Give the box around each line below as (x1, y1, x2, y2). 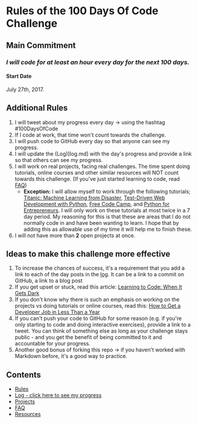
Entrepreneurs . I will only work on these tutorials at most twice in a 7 (23, 206, 190, 214)
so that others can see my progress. (14, 156, 103, 163)
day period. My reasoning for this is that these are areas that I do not (23, 213, 191, 220)
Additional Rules (6, 103, 68, 113)
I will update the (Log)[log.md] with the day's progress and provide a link (14, 150, 192, 157)
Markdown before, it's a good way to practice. (14, 353, 128, 360)
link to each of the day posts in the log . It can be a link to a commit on (14, 271, 184, 278)
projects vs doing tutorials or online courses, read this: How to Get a (14, 302, 181, 309)
